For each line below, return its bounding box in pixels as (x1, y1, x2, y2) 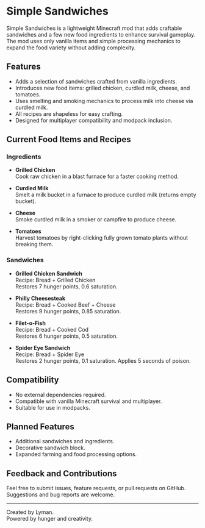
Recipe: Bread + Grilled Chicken (15, 276, 96, 284)
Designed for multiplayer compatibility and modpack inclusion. (15, 116, 173, 124)
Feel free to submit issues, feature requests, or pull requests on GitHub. (6, 485, 186, 492)
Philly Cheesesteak (15, 294, 66, 302)
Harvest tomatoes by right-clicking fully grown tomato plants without (15, 234, 188, 241)
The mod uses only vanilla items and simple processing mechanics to (6, 37, 181, 45)
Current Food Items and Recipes (6, 134, 131, 144)
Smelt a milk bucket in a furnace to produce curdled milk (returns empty (15, 191, 196, 199)
